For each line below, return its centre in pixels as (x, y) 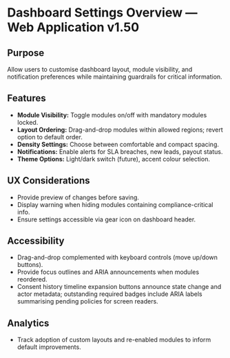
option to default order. (50, 137)
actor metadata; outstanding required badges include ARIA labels (109, 294)
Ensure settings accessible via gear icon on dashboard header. (106, 219)
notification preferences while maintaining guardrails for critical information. (115, 77)
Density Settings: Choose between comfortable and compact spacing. (118, 144)
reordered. (32, 279)
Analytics (28, 323)
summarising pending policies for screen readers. (87, 301)
